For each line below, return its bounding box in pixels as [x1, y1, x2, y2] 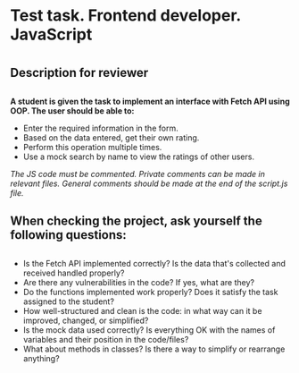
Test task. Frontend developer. [10, 5, 242, 26]
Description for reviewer [10, 65, 149, 81]
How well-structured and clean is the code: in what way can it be [22, 305, 262, 316]
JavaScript [10, 24, 93, 45]
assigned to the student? [22, 296, 115, 307]
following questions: [10, 227, 128, 242]
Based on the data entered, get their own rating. [22, 131, 200, 143]
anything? [22, 352, 61, 363]
